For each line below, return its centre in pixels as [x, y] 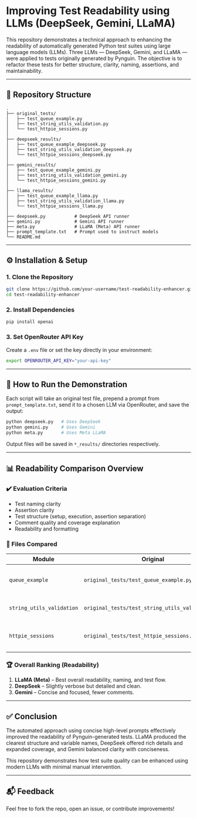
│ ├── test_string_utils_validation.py [57, 124]
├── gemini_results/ [31, 165]
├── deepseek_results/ [34, 139]
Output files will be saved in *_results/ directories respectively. [83, 444]
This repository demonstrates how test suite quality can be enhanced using [97, 761]
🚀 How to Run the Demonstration [67, 384]
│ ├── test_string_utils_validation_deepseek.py [69, 149]
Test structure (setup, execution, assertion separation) [80, 516]
